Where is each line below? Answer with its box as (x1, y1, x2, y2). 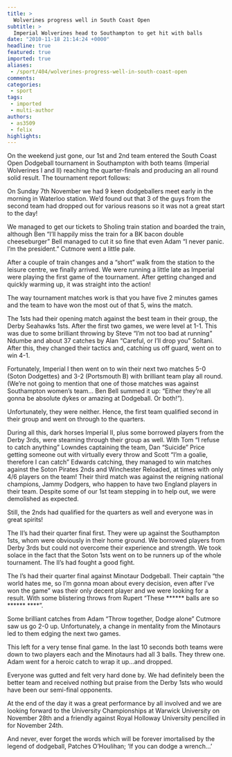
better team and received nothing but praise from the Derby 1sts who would (7, 679, 223, 687)
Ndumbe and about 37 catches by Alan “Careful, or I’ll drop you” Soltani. (7, 337, 214, 345)
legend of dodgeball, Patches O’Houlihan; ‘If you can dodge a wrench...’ (7, 742, 213, 751)
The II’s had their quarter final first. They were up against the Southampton (7, 529, 220, 537)
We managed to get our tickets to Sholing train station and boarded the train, (7, 223, 226, 231)
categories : (7, 81, 42, 88)
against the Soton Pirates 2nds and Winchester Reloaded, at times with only (7, 465, 224, 473)
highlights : (7, 132, 42, 139)
